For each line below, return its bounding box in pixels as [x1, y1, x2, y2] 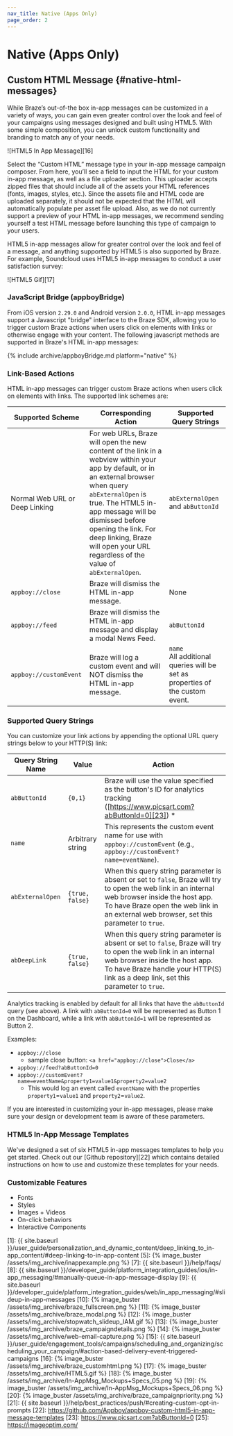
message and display [89, 625, 159, 635]
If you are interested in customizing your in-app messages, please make [7, 1105, 214, 1113]
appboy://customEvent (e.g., [104, 840, 194, 849]
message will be [103, 507, 157, 517]
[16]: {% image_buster [40, 1354, 104, 1362]
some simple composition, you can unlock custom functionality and [7, 126, 200, 134]
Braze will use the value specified [104, 776, 214, 785]
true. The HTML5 [89, 498, 146, 508]
